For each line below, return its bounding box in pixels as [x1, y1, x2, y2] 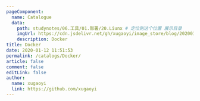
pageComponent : [6, 8, 44, 15]
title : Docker [6, 42, 42, 48]
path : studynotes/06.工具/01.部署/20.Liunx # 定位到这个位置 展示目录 [17, 25, 182, 31]
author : [6, 75, 26, 81]
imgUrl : [17, 31, 36, 37]
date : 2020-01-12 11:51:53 [6, 48, 73, 53]
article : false [6, 58, 44, 64]
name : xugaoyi [11, 81, 46, 87]
